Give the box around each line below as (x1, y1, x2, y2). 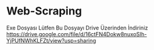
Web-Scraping (6, 4, 82, 18)
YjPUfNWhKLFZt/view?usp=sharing (6, 37, 97, 44)
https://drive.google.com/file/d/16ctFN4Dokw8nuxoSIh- (6, 30, 147, 37)
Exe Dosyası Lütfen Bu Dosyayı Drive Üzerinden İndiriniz (6, 24, 148, 31)
